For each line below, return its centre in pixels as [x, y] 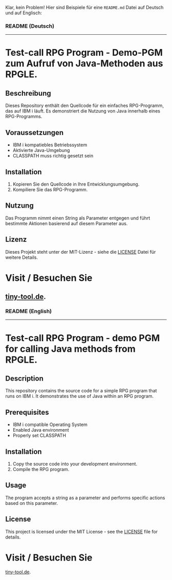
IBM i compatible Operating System [50, 425]
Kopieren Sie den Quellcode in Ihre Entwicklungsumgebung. [76, 184]
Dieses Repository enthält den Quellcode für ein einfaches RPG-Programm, [84, 106]
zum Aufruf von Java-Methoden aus [84, 64]
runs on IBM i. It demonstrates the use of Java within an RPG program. [80, 396]
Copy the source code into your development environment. [75, 464]
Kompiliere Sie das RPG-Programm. [50, 189]
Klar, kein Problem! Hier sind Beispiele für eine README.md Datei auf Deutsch [84, 7]
